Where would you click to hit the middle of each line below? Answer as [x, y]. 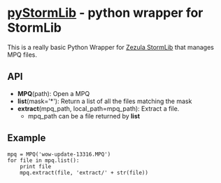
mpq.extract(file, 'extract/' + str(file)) [84, 172]
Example [27, 138]
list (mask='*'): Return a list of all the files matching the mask [105, 101]
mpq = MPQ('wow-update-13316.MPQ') [59, 154]
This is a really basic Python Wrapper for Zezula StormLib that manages [111, 47]
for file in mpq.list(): [43, 160]
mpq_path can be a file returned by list [84, 116]
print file [36, 166]
